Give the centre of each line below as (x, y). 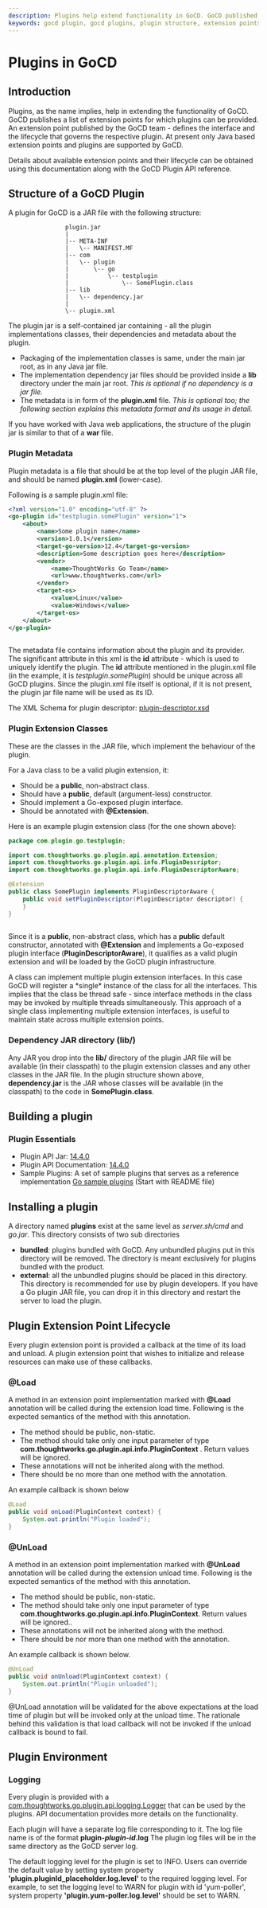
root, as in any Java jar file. (64, 366)
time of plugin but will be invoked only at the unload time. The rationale (124, 1715)
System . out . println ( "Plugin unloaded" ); (90, 1684)
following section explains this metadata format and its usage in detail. (136, 409)
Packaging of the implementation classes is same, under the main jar (132, 358)
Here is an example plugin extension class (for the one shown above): (122, 826)
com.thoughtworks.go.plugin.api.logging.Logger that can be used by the (127, 1805)
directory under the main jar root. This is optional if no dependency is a (136, 384)
